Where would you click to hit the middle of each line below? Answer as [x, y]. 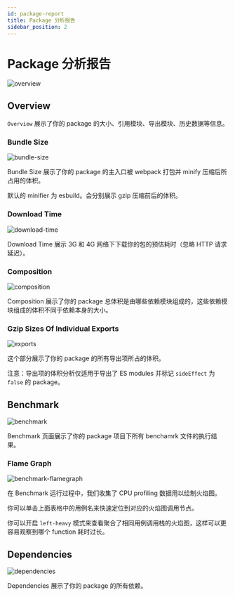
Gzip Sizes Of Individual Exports [63, 329]
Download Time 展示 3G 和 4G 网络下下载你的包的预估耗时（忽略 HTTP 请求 [117, 244]
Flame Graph [29, 464]
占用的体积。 [26, 181]
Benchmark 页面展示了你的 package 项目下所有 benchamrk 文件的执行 [109, 436]
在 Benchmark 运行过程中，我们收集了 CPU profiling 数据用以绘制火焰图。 [114, 493]
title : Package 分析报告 [41, 20]
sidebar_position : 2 [38, 27]
